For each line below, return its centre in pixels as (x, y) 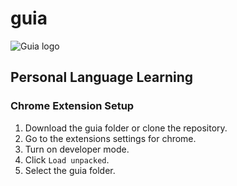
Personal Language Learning (102, 77)
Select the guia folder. (70, 170)
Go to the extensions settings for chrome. (110, 138)
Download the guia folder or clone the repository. (126, 128)
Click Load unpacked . (67, 159)
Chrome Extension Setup (72, 106)
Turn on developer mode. (77, 149)
